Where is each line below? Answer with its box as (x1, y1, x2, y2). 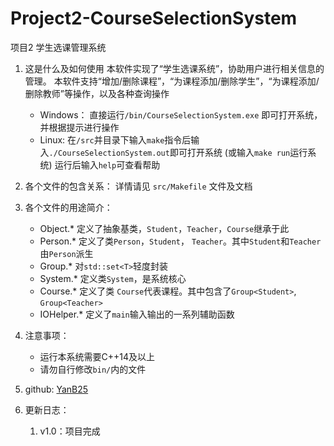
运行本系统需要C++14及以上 (39, 350, 156, 362)
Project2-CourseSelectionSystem (10, 7, 298, 30)
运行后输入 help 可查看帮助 (54, 158, 161, 171)
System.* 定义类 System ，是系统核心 (39, 272, 187, 284)
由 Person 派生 (39, 247, 94, 259)
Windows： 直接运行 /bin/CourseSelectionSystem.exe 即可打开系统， (39, 108, 323, 121)
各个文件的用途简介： (24, 201, 113, 213)
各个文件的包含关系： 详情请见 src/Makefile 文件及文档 (24, 180, 253, 192)
